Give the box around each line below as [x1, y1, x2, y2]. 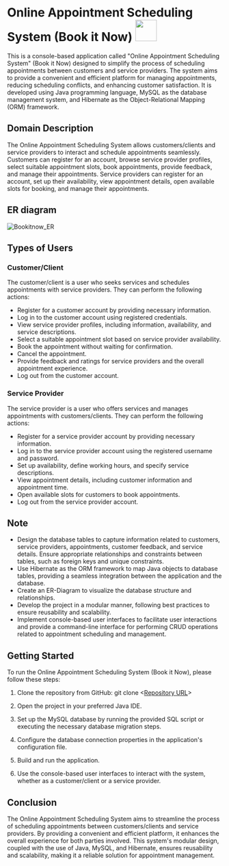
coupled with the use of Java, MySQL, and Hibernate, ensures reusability [7, 843, 213, 852]
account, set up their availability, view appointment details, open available [7, 177, 215, 186]
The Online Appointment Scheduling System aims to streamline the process [7, 815, 220, 823]
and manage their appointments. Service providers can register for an [7, 170, 204, 178]
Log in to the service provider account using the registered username [16, 446, 213, 455]
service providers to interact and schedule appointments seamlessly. [7, 148, 202, 156]
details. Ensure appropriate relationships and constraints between [16, 550, 203, 559]
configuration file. [16, 743, 67, 751]
